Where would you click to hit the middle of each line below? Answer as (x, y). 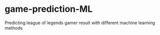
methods (14, 28)
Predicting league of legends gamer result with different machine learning (80, 23)
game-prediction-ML (49, 9)
